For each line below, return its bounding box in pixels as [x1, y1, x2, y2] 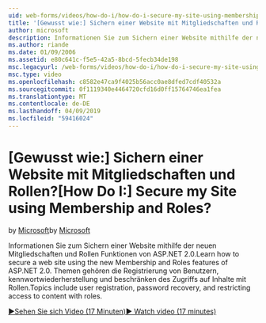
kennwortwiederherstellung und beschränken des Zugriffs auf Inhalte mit [8, 274, 247, 283]
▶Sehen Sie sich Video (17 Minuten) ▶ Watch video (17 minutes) [8, 306, 217, 316]
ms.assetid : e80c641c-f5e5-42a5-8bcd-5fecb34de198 [8, 56, 179, 64]
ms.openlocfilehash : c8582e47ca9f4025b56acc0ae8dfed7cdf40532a [8, 78, 222, 85]
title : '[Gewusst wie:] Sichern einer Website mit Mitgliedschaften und [8, 19, 253, 27]
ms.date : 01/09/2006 [8, 48, 77, 56]
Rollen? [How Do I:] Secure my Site [8, 183, 237, 200]
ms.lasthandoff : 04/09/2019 [8, 108, 101, 116]
